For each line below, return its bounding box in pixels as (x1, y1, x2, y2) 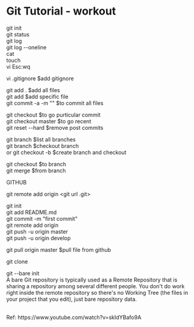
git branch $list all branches (6, 135, 76, 143)
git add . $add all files (6, 86, 61, 93)
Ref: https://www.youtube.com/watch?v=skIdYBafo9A (6, 314, 141, 321)
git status (6, 30, 30, 38)
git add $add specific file (6, 93, 69, 100)
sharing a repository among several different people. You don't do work (6, 282, 185, 289)
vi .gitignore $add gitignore (6, 75, 74, 82)
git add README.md (6, 208, 57, 216)
